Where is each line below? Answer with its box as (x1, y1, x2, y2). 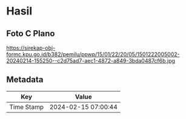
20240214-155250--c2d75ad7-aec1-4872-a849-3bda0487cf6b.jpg (6, 57, 176, 64)
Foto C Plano (6, 28, 55, 39)
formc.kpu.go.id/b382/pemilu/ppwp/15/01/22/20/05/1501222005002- (6, 51, 180, 58)
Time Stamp (9, 103, 44, 111)
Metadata (6, 74, 44, 85)
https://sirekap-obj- (6, 44, 56, 51)
